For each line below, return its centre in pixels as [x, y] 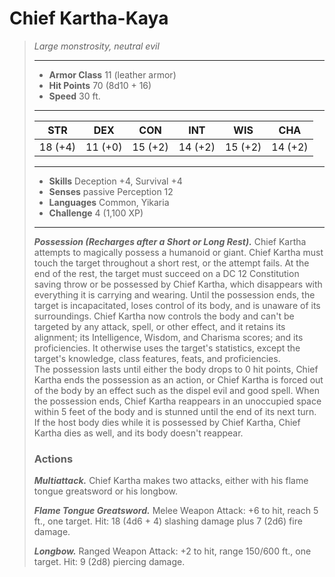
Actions [53, 459]
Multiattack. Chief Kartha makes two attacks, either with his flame [171, 481]
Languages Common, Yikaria [109, 202]
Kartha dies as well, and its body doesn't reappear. [138, 433]
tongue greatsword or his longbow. [106, 491]
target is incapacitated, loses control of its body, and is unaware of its [177, 305]
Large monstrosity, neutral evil [96, 46]
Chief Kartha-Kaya [89, 18]
